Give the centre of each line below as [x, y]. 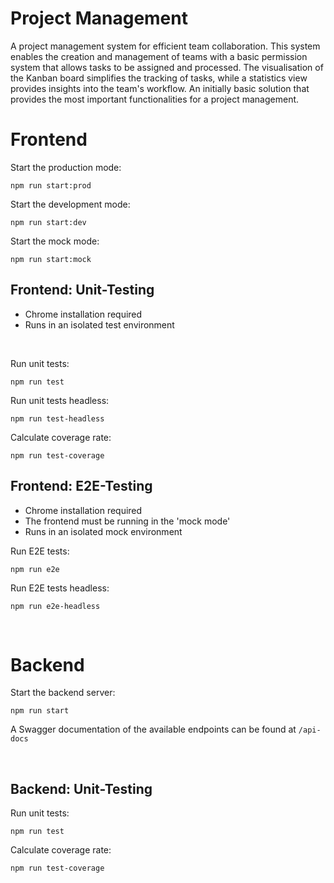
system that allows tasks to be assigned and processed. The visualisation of [167, 67]
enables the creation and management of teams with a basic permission [159, 56]
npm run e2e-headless [55, 606]
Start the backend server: [63, 693]
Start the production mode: [66, 167]
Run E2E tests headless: [60, 588]
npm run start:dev [48, 222]
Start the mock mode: [55, 241]
